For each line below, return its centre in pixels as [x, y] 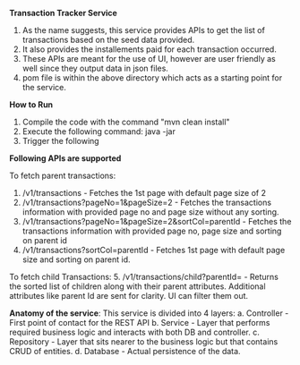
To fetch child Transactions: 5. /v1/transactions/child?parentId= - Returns [144, 277]
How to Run [31, 105]
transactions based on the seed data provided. [108, 40]
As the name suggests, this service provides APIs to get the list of [144, 30]
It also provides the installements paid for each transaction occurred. [150, 49]
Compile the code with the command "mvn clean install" [126, 122]
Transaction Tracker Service [64, 13]
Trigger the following [61, 141]
